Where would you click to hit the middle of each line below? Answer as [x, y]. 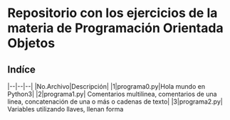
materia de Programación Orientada [115, 28]
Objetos [31, 43]
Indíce [21, 69]
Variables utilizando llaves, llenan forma [66, 109]
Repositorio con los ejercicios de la [113, 13]
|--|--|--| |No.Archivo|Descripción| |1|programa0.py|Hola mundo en [106, 86]
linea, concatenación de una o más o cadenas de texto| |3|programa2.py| [115, 102]
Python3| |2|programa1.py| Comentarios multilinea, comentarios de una [112, 94]
